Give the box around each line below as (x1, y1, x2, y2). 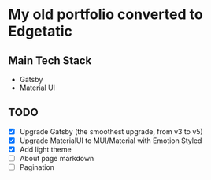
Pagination (19, 163, 55, 172)
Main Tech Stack (8, 54, 92, 67)
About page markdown (19, 154, 94, 163)
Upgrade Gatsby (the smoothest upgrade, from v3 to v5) (19, 126, 203, 136)
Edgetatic (8, 22, 72, 40)
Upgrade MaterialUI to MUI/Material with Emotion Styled (19, 136, 202, 145)
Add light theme (19, 144, 72, 154)
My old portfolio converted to (8, 6, 203, 24)
